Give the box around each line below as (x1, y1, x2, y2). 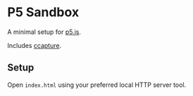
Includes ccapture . (7, 41, 62, 49)
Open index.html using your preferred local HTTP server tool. (7, 80, 187, 89)
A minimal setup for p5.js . (7, 28, 82, 36)
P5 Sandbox (7, 4, 80, 20)
